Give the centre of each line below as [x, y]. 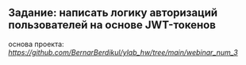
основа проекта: [37, 44]
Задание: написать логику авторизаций [113, 13]
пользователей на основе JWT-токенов [112, 25]
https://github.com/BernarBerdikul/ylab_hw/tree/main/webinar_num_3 [123, 52]
